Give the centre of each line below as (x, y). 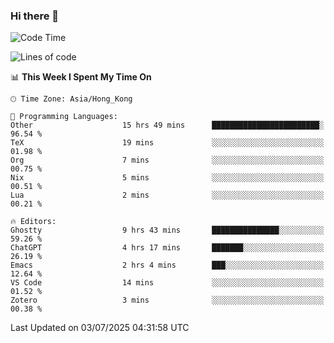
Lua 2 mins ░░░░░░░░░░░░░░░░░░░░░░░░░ (167, 195)
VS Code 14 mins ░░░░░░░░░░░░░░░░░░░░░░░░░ (167, 283)
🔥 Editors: (33, 222)
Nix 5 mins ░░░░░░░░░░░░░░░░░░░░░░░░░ (167, 178)
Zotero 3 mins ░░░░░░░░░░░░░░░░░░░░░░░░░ (167, 300)
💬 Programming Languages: (64, 117)
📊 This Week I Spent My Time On (81, 77)
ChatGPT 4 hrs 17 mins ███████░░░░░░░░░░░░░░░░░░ (167, 248)
